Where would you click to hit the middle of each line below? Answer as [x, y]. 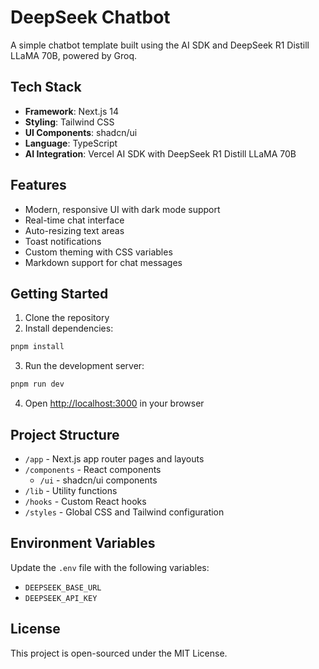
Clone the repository [67, 318]
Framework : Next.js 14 [71, 111]
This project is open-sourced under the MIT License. [119, 653]
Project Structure [65, 434]
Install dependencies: [69, 328]
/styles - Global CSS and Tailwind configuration [124, 512]
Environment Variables [83, 543]
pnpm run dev [37, 384]
